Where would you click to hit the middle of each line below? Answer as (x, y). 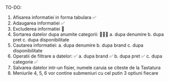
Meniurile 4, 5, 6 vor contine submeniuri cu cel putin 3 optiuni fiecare (86, 73)
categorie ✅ (25, 62)
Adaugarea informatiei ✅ (39, 23)
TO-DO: (14, 7)
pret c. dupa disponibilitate (41, 40)
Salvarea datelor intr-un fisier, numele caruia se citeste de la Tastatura (87, 68)
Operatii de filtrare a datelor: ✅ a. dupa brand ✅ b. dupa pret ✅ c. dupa (87, 56)
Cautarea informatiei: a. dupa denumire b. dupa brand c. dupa (78, 45)
